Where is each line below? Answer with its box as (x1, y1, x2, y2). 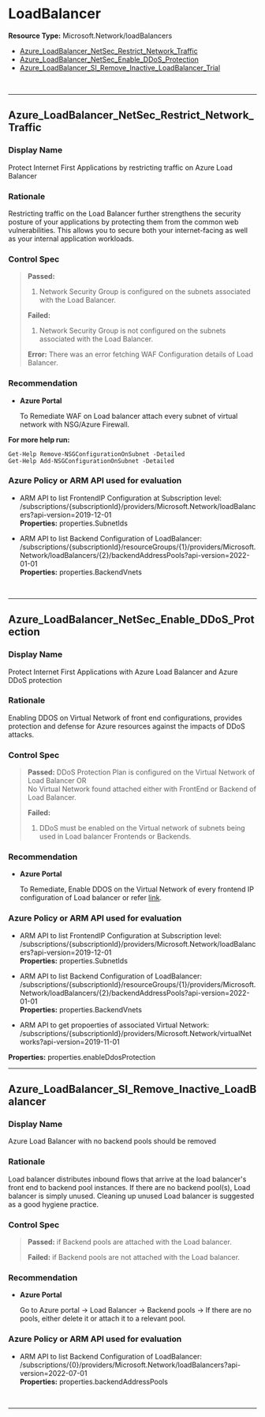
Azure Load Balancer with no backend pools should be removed (8, 1136, 217, 1146)
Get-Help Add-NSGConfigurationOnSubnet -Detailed (8, 457, 175, 465)
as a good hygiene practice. (8, 1199, 99, 1209)
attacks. (8, 729, 35, 739)
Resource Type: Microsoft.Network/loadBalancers (8, 31, 173, 40)
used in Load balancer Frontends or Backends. (39, 831, 192, 842)
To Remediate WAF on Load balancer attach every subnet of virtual (19, 411, 238, 420)
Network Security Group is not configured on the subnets (39, 326, 226, 336)
